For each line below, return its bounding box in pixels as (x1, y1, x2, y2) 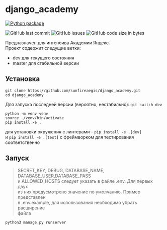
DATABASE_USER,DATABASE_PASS (17, 173, 92, 179)
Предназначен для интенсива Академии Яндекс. (5, 39, 110, 46)
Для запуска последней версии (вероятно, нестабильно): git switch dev (5, 101, 162, 107)
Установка (5, 74, 40, 84)
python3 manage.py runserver (5, 220, 66, 225)
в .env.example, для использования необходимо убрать (17, 199, 137, 205)
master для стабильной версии (12, 60, 79, 66)
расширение (17, 205, 45, 211)
